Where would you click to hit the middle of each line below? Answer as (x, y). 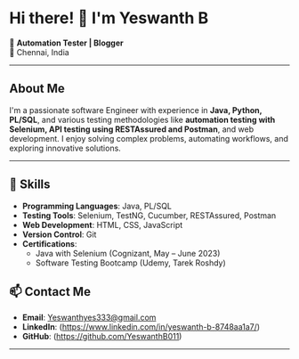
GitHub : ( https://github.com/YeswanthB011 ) (102, 337)
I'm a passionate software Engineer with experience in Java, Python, (136, 110)
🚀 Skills (30, 185)
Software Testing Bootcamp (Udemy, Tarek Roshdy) (131, 263)
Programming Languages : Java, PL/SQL (97, 206)
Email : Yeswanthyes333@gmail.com (89, 318)
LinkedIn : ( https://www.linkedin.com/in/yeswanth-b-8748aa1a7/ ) (141, 327)
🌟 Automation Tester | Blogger (66, 43)
